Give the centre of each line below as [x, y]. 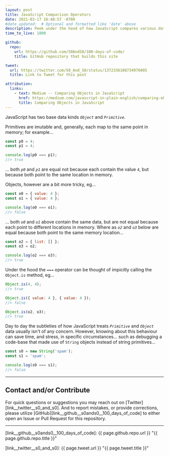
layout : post [19, 10]
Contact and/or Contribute [48, 390]
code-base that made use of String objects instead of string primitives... [80, 342]
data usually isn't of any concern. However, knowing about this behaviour [81, 331]
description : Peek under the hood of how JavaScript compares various [81, 29]
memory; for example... [29, 132]
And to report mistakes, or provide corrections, [110, 408]
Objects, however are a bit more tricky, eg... [51, 184]
